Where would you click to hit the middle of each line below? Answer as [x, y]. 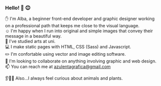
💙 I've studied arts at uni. [30, 42]
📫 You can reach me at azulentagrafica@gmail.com [58, 67]
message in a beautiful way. [33, 36]
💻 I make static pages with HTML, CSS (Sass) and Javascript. [68, 47]
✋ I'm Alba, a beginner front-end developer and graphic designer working [80, 19]
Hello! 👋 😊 [18, 8]
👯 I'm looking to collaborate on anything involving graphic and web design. [81, 61]
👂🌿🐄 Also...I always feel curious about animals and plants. [64, 78]
